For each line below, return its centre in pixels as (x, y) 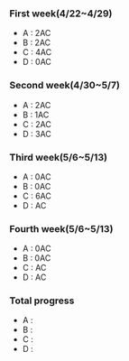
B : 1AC (36, 115)
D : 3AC (37, 134)
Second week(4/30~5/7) (64, 86)
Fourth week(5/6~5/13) (61, 228)
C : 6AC (37, 196)
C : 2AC (37, 124)
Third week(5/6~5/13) (59, 157)
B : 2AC (37, 42)
